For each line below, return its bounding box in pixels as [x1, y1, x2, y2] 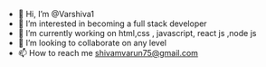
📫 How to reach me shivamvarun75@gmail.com [17, 48, 199, 58]
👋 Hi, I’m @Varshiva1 [17, 9, 95, 19]
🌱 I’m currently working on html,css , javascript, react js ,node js [17, 28, 257, 38]
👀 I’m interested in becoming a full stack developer [17, 18, 207, 29]
